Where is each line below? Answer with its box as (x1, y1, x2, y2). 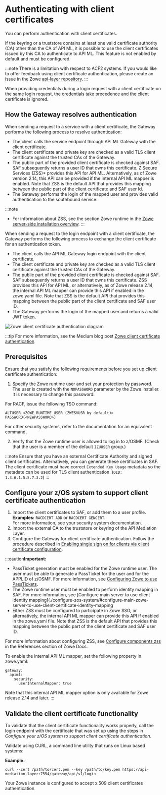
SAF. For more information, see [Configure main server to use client (12, 592, 150, 598)
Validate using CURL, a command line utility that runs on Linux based (5, 742, 146, 749)
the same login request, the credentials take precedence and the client (5, 91, 149, 97)
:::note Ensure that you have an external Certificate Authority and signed (5, 453, 152, 459)
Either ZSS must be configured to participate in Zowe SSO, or (12, 608, 137, 614)
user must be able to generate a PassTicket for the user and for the (12, 571, 149, 577)
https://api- (122, 767, 149, 772)
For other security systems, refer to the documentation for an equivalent (5, 423, 152, 429)
